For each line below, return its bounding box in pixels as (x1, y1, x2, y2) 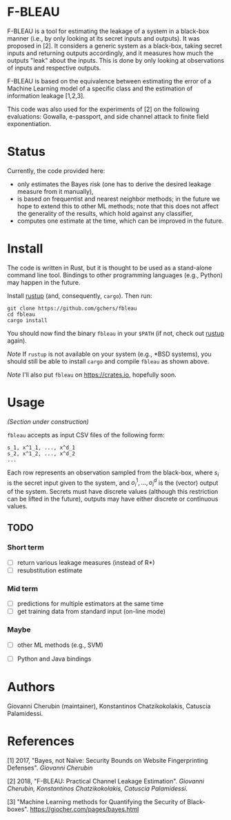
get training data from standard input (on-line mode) (17, 608, 166, 616)
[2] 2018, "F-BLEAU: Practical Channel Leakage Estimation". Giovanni (7, 777, 205, 785)
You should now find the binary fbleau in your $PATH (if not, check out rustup (7, 329, 224, 337)
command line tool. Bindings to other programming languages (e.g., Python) (7, 270, 223, 279)
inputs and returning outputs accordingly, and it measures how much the (7, 49, 214, 57)
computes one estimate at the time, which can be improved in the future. (17, 217, 224, 225)
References (7, 733, 74, 749)
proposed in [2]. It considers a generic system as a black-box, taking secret (7, 41, 223, 50)
